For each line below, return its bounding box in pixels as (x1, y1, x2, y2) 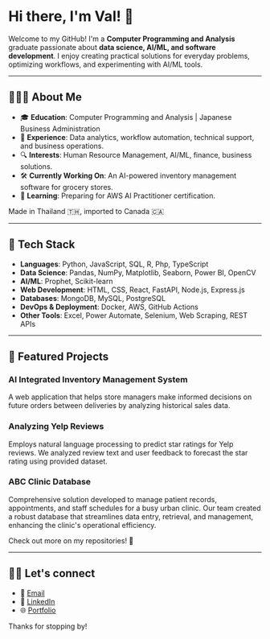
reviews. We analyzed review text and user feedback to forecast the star (8, 447, 248, 457)
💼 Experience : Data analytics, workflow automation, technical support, (19, 132, 255, 142)
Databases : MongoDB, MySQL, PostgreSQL (19, 293, 166, 303)
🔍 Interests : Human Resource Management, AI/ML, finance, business (19, 150, 252, 159)
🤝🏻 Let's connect (8, 567, 96, 580)
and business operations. (19, 141, 104, 150)
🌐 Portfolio (19, 605, 56, 615)
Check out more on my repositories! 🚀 (8, 535, 134, 546)
